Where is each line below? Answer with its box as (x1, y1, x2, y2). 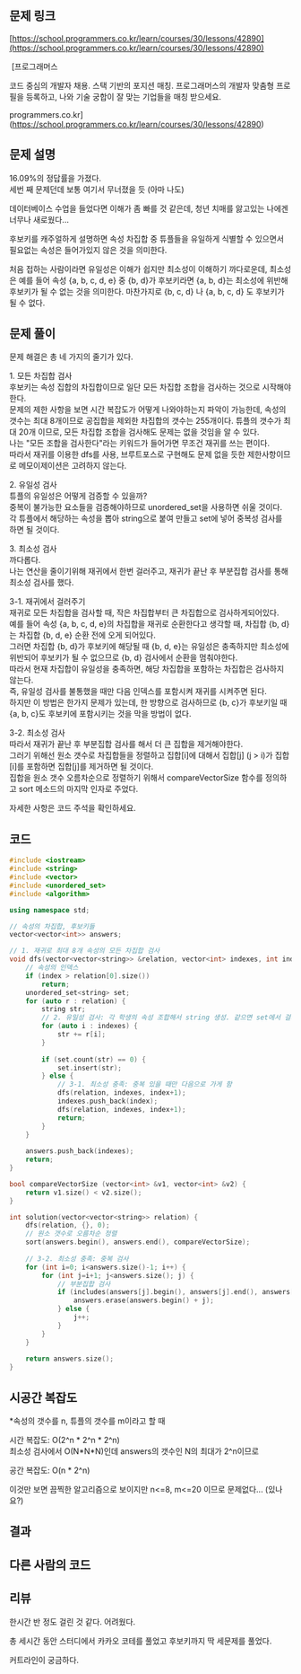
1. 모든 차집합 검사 (9, 371, 73, 382)
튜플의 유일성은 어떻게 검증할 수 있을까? (9, 490, 148, 501)
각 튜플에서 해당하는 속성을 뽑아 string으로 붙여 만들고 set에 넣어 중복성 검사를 (9, 513, 283, 524)
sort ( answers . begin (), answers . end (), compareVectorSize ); (25, 1238, 251, 1247)
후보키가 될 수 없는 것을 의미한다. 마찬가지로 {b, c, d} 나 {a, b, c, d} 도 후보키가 (9, 286, 285, 296)
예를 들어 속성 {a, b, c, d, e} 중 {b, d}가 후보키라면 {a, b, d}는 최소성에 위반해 (18, 275, 288, 286)
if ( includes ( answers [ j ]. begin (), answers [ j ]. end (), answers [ (56, 1288, 295, 1297)
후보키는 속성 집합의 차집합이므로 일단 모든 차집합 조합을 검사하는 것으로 (9, 382, 261, 392)
